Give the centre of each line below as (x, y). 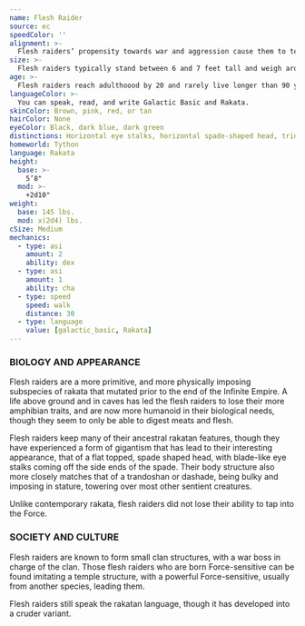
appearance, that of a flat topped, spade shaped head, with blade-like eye (148, 457)
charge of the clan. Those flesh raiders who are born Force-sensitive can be (152, 566)
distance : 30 (50, 313)
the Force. (29, 513)
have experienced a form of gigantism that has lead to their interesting (141, 448)
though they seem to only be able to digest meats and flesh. (122, 421)
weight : (24, 204)
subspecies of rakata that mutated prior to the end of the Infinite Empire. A (148, 392)
